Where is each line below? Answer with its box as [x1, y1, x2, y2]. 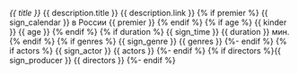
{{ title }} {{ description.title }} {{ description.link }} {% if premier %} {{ [9, 8, 268, 18]
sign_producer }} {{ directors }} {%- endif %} [9, 55, 177, 65]
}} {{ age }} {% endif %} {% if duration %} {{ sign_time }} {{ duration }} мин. [9, 27, 290, 37]
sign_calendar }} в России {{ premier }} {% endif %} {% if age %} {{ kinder [9, 17, 287, 28]
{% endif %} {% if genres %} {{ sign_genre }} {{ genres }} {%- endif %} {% [9, 36, 287, 46]
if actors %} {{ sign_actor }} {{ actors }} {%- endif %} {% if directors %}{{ [9, 45, 281, 56]
